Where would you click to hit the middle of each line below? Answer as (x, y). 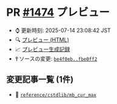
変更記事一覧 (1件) (40, 80)
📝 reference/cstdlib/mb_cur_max (56, 94)
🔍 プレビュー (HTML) (42, 39)
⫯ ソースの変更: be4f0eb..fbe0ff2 (56, 59)
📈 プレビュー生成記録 (42, 49)
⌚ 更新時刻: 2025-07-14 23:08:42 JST (63, 30)
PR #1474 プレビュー (58, 12)
